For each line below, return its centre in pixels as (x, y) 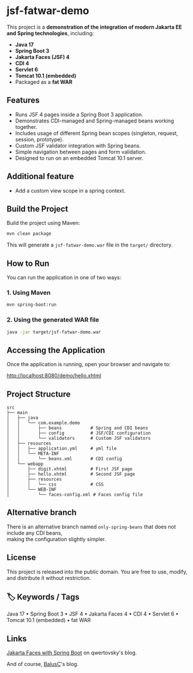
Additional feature (40, 177)
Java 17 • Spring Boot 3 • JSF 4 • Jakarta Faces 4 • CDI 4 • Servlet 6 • (93, 614)
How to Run (28, 263)
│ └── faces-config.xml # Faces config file (75, 495)
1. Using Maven (29, 292)
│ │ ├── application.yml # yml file (62, 449)
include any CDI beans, (35, 533)
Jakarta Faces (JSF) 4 (42, 57)
